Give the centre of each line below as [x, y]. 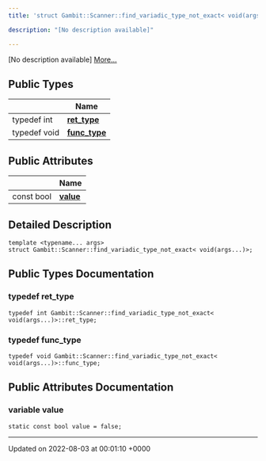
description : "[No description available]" [81, 30]
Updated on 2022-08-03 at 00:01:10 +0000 [80, 448]
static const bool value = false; [65, 426]
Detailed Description [60, 225]
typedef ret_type [41, 296]
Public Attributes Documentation [91, 388]
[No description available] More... [63, 59]
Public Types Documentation [81, 274]
